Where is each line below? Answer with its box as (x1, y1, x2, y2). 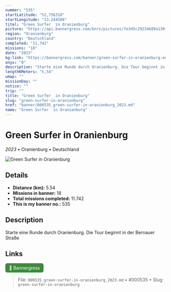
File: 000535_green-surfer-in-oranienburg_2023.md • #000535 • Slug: (17, 277, 164, 283)
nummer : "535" (5, 7, 36, 13)
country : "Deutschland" (5, 36, 56, 41)
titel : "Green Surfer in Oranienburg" (5, 21, 90, 27)
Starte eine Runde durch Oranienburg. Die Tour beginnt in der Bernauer (5, 229, 155, 235)
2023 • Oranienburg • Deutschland (5, 146, 79, 152)
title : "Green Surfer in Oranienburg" (5, 93, 90, 98)
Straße (5, 235, 19, 241)
